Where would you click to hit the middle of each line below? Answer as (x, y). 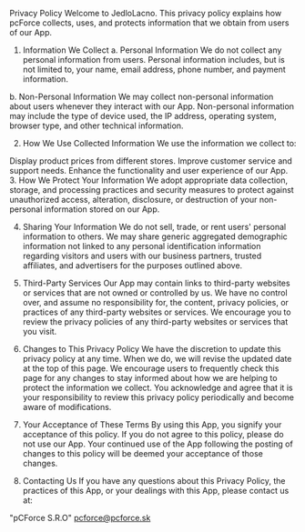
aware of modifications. (67, 407)
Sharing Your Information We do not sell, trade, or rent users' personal (154, 227)
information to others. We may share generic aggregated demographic (155, 236)
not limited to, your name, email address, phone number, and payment (154, 69)
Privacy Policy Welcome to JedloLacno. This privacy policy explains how (146, 13)
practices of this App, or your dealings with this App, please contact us (156, 491)
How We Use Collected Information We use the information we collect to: (159, 143)
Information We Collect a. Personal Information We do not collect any (152, 50)
